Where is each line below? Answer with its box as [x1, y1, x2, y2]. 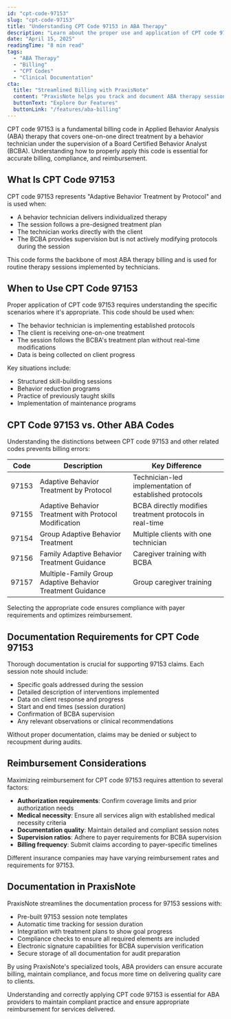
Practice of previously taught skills [16, 392, 115, 400]
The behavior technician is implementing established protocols [16, 321, 195, 330]
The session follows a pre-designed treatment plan [16, 220, 162, 228]
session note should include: [7, 668, 88, 675]
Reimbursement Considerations [7, 758, 146, 769]
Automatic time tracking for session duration [16, 919, 143, 928]
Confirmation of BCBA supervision [16, 710, 115, 718]
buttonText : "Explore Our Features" [13, 100, 118, 107]
